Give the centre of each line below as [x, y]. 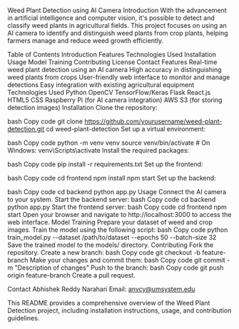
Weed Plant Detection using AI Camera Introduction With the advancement [117, 10]
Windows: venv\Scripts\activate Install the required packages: [98, 150]
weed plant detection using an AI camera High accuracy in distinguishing [115, 70]
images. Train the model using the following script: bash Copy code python [118, 230]
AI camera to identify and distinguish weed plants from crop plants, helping [118, 33]
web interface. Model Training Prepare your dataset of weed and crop [110, 222]
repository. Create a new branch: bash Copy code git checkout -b [104, 252]
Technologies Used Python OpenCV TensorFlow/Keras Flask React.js [109, 92]
